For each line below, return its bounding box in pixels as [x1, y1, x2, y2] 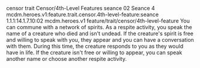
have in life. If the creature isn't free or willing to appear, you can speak [6, 49, 183, 56]
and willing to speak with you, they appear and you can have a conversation [6, 36, 194, 43]
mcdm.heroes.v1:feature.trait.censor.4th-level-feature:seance [6, 11, 159, 18]
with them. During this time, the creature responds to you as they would [6, 43, 184, 50]
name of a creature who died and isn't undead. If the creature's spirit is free [6, 30, 194, 37]
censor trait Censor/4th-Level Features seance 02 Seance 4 [6, 5, 155, 11]
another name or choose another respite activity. [6, 55, 127, 62]
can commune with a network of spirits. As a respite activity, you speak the [6, 24, 192, 30]
